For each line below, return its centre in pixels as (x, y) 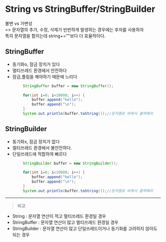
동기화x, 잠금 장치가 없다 (36, 142)
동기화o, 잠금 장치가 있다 (36, 64)
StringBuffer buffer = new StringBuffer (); (68, 86)
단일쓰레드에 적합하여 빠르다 (40, 154)
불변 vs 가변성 (19, 23)
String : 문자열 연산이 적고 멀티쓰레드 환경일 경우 (59, 216)
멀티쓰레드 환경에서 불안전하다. (42, 147)
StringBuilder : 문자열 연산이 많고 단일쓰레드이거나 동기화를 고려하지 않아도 (85, 228)
